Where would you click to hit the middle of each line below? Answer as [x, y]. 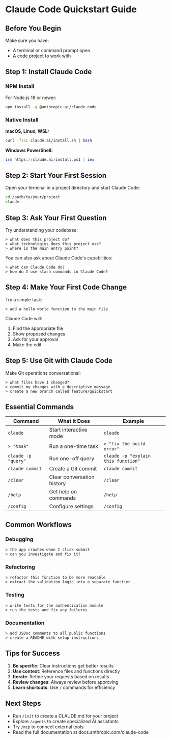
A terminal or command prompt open [51, 50]
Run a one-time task [74, 446]
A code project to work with [42, 56]
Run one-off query [72, 459]
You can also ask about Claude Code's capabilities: [59, 258]
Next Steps [23, 703]
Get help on [63, 492]
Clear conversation [72, 477]
